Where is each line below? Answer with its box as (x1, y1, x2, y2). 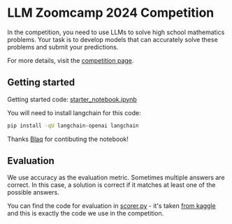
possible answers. (7, 188, 59, 197)
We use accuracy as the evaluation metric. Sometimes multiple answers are (7, 173, 225, 182)
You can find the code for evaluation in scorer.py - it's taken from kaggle (7, 202, 216, 210)
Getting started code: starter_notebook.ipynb (7, 95, 138, 103)
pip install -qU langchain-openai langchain (7, 122, 139, 129)
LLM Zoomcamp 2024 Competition (7, 5, 215, 21)
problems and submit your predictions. (7, 43, 119, 51)
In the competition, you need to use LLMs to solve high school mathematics (7, 28, 225, 36)
